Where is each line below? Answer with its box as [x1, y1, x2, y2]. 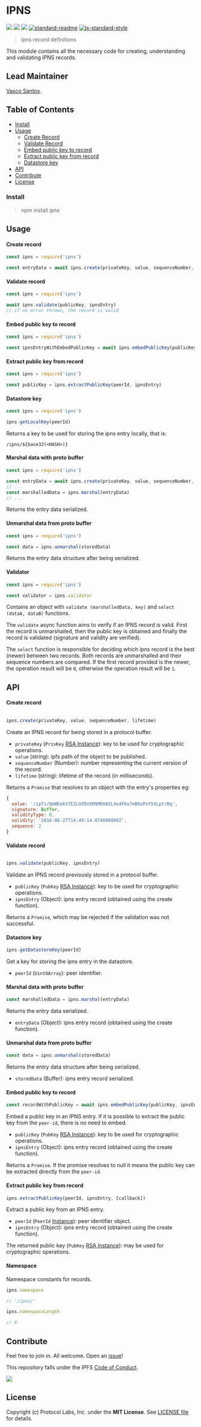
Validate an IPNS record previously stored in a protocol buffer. [6, 871, 159, 878]
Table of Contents [6, 104, 75, 115]
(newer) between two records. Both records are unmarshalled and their [6, 652, 182, 659]
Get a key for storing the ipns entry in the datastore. [6, 958, 133, 965]
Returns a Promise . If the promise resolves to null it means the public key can [6, 1162, 195, 1169]
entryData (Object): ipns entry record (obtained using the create [14, 1019, 173, 1027]
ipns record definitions [20, 35, 77, 43]
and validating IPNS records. [6, 53, 77, 61]
